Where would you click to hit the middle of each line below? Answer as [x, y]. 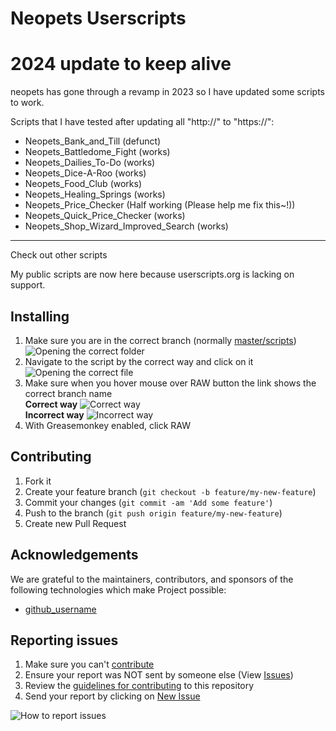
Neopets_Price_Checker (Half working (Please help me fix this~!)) [160, 205]
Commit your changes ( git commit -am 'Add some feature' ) [148, 502]
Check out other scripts [59, 255]
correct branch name [68, 393]
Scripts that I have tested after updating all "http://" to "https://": [142, 122]
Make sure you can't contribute [89, 664]
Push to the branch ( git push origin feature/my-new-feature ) [153, 513]
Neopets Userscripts [98, 18]
